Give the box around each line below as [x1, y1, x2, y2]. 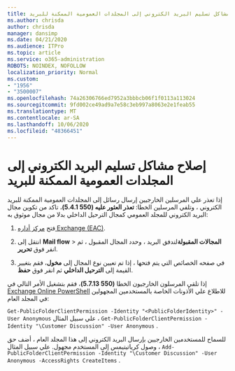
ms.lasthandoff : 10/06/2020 [7, 120, 90, 128]
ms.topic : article [7, 50, 61, 57]
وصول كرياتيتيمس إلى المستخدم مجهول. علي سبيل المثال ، [7, 342, 161, 351]
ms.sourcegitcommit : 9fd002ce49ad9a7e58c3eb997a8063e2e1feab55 [7, 101, 196, 108]
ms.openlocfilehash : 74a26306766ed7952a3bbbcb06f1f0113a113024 [7, 95, 196, 102]
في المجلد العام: [7, 295, 50, 303]
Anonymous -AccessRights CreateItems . [7, 356, 121, 365]
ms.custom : [7, 75, 39, 83]
